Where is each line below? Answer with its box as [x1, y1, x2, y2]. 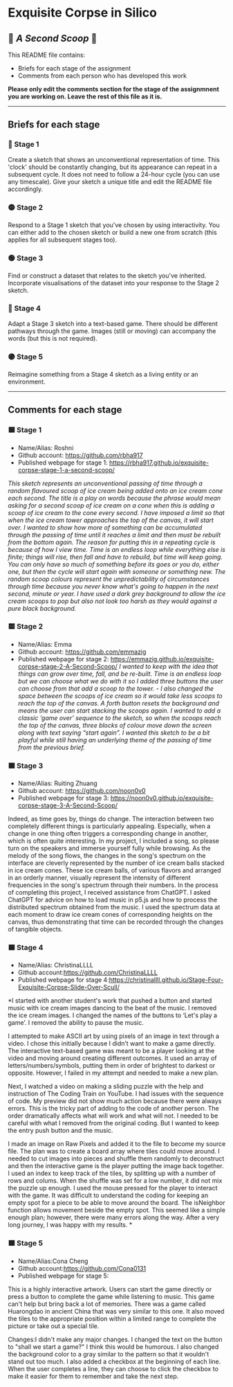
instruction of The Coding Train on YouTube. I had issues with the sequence [8, 1089, 224, 1098]
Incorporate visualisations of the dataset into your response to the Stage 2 [8, 279, 220, 287]
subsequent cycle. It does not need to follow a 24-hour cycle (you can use [8, 170, 220, 178]
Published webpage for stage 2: [17, 654, 109, 663]
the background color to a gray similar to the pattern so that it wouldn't [8, 1350, 209, 1358]
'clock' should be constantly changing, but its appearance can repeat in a [8, 163, 217, 171]
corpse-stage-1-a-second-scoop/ [17, 465, 115, 474]
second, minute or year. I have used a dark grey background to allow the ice [8, 589, 226, 598]
